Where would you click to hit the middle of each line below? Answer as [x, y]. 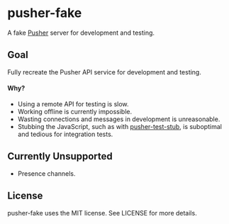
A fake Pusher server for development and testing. [81, 33]
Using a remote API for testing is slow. [73, 103]
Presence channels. [46, 173]
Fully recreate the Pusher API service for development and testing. [105, 72]
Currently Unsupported [60, 156]
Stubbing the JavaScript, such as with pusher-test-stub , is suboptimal [119, 126]
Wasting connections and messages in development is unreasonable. [119, 119]
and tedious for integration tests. [65, 134]
